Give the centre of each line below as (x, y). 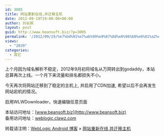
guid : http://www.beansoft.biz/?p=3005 (46, 32)
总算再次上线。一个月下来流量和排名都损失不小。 (54, 75)
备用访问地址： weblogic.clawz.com (41, 118)
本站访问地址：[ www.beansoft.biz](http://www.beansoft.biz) (66, 112)
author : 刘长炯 (19, 23)
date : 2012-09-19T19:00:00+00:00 (39, 18)
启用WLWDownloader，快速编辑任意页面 (46, 102)
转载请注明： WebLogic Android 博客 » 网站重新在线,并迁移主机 (68, 129)
